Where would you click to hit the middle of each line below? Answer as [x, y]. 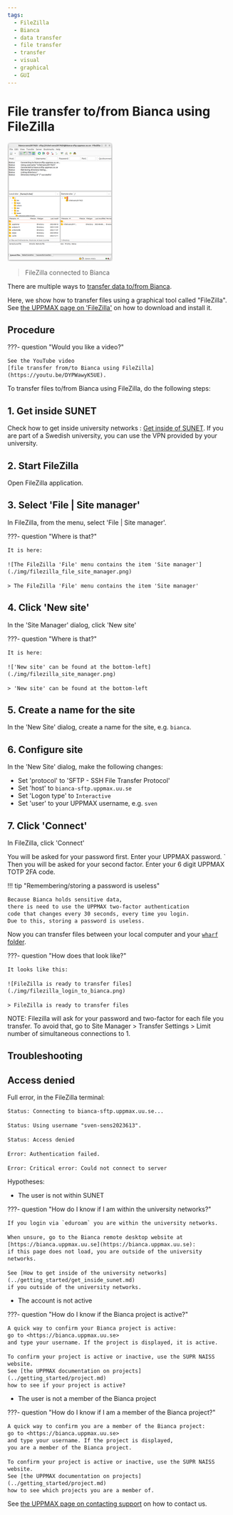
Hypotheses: [26, 1182]
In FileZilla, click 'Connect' [46, 843]
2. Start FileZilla [43, 466]
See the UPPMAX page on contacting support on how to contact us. [107, 1504]
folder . [17, 942]
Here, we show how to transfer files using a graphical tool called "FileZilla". [117, 300]
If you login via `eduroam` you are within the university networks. [113, 1223]
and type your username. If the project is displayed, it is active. [113, 1343]
